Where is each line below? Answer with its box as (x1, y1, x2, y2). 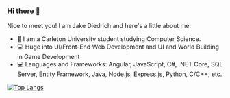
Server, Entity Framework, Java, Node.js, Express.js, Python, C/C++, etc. (16, 70, 222, 78)
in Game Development (16, 53, 80, 61)
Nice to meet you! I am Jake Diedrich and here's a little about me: (7, 22, 192, 30)
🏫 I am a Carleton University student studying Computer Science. (16, 35, 201, 43)
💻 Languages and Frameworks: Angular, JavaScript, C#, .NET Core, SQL (16, 60, 223, 69)
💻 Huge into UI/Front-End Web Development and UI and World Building (16, 42, 220, 51)
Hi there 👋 (7, 6, 41, 16)
